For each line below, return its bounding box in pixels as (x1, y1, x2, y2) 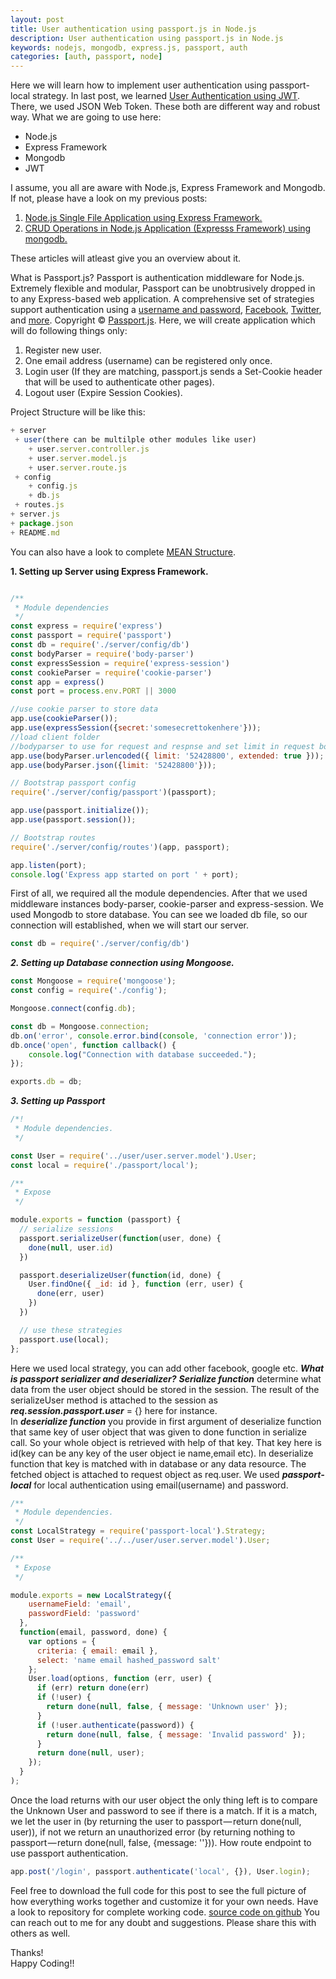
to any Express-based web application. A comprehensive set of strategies (10, 293, 315, 305)
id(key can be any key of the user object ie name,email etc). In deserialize (10, 1447, 314, 1459)
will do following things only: (10, 325, 128, 337)
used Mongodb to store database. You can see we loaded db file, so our (10, 909, 308, 921)
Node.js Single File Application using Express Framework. (24, 212, 263, 224)
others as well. (10, 1927, 71, 1939)
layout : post (10, 14, 65, 25)
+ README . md (10, 527, 60, 538)
